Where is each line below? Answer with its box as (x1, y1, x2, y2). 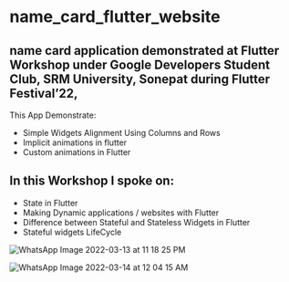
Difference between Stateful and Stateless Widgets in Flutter (22, 216, 251, 227)
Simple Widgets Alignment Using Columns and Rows (22, 128, 221, 138)
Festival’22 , (9, 85, 78, 101)
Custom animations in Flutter (22, 147, 131, 157)
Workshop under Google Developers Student (9, 57, 271, 72)
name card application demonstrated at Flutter (9, 43, 280, 58)
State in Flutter (22, 197, 78, 208)
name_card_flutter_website (9, 6, 221, 27)
